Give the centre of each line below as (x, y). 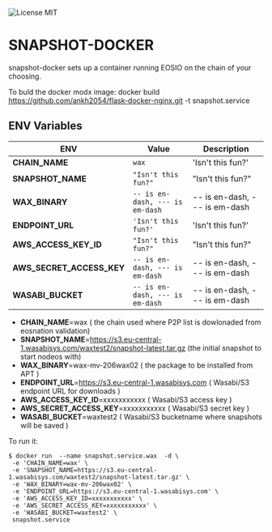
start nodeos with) (51, 356)
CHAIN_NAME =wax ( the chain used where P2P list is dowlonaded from (140, 322)
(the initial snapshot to (224, 347)
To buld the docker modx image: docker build (84, 92)
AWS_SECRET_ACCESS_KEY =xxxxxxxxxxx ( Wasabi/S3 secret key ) (134, 408)
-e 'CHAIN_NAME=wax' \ (50, 463)
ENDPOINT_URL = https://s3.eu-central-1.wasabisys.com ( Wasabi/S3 (134, 382)
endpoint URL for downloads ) (70, 391)
